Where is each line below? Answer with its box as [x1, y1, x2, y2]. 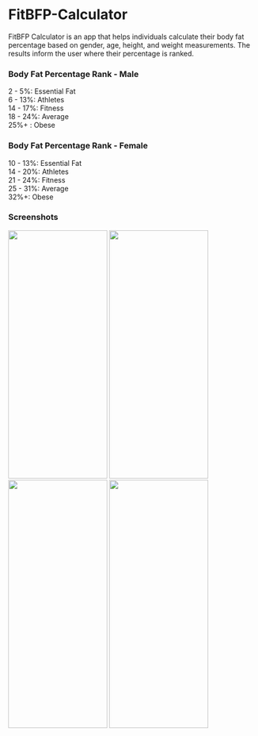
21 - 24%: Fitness [8, 175, 66, 184]
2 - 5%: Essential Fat [8, 87, 77, 96]
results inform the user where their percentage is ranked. [8, 48, 195, 58]
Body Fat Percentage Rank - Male [8, 68, 139, 79]
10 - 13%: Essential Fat [8, 158, 82, 168]
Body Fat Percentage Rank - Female [8, 141, 149, 152]
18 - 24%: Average [8, 112, 70, 121]
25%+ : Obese [8, 121, 55, 130]
